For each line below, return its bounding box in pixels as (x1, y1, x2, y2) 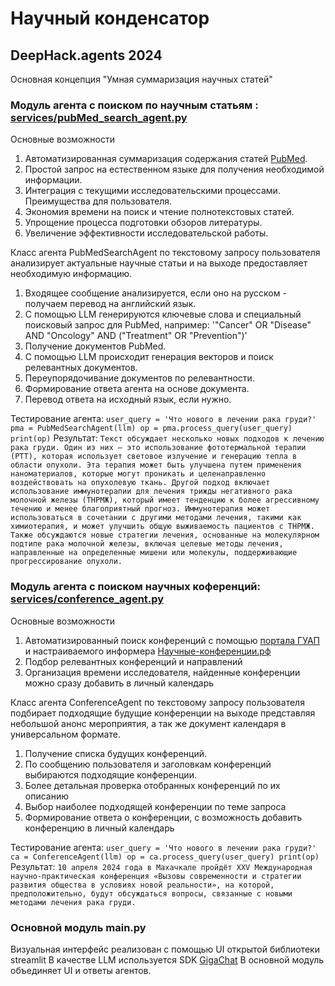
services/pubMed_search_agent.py (10, 110, 188, 124)
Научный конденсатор (10, 7, 210, 30)
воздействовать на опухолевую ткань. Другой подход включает (10, 478, 271, 488)
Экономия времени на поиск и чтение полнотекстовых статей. (24, 206, 295, 218)
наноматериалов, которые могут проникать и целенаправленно (10, 469, 267, 479)
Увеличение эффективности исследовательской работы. (24, 227, 269, 239)
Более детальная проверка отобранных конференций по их (24, 779, 281, 791)
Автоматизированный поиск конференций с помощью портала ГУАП (24, 634, 320, 646)
